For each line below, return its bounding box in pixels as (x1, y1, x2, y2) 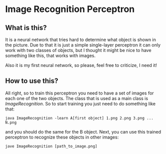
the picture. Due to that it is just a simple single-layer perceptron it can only (5, 42, 161, 48)
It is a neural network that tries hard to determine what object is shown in (5, 36, 156, 42)
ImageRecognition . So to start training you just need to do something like (5, 100, 156, 106)
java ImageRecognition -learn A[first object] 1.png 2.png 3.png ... (5, 115, 154, 120)
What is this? (5, 23, 47, 32)
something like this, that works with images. (5, 52, 96, 58)
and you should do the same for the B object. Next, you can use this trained (5, 128, 161, 134)
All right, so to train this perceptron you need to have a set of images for (5, 90, 154, 96)
